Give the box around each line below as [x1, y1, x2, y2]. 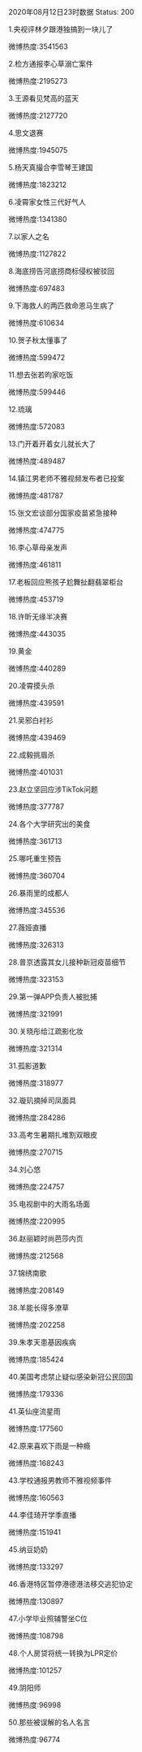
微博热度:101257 [8, 1666, 62, 1675]
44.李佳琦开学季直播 [8, 1511, 77, 1519]
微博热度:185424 [8, 1354, 65, 1364]
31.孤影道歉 [8, 1061, 47, 1071]
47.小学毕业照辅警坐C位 [8, 1614, 88, 1624]
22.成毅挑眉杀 [8, 750, 55, 759]
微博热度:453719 [8, 594, 64, 604]
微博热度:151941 [8, 1528, 61, 1537]
